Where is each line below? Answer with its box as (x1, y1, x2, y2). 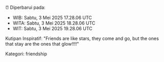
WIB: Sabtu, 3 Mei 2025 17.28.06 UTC (12, 15, 92, 20)
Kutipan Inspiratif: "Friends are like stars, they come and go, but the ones (5, 35, 159, 42)
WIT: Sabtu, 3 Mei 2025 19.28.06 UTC (12, 26, 93, 31)
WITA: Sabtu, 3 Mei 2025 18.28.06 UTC (12, 20, 96, 26)
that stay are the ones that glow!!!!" (5, 41, 79, 47)
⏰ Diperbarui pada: (5, 5, 46, 10)
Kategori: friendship (5, 51, 48, 57)
